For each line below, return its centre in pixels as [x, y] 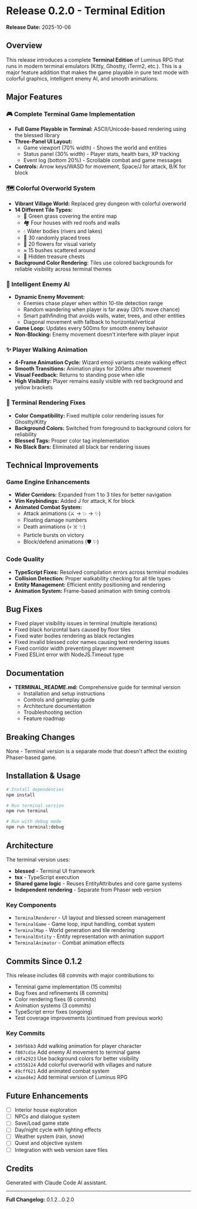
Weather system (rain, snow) [49, 1137]
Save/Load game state [42, 1123]
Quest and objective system [48, 1143]
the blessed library [37, 135]
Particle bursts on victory [54, 535]
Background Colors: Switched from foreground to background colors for [103, 428]
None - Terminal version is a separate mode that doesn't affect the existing [97, 752]
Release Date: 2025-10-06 [39, 27]
